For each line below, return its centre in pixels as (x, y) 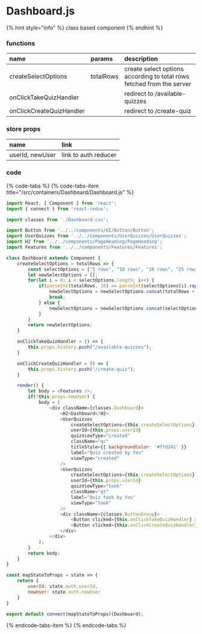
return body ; (44, 553)
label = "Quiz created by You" (107, 453)
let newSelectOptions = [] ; (63, 275)
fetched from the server (158, 84)
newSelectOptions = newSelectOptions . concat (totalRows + (122, 292)
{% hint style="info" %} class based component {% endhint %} (85, 28)
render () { (31, 386)
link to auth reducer (89, 154)
